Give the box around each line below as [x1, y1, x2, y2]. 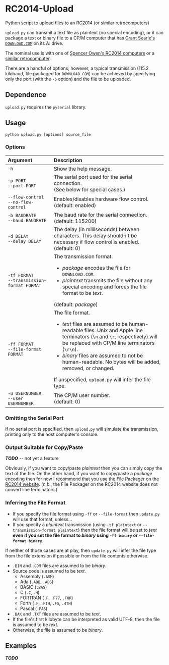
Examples [5, 642, 37, 650]
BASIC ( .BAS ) [20, 584, 47, 590]
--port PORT [8, 183, 37, 188]
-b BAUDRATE [8, 213, 37, 218]
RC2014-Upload [5, 3, 74, 15]
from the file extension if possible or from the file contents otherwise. [5, 552, 149, 558]
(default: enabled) [53, 201, 97, 209]
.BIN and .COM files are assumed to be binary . [12, 562, 107, 569]
